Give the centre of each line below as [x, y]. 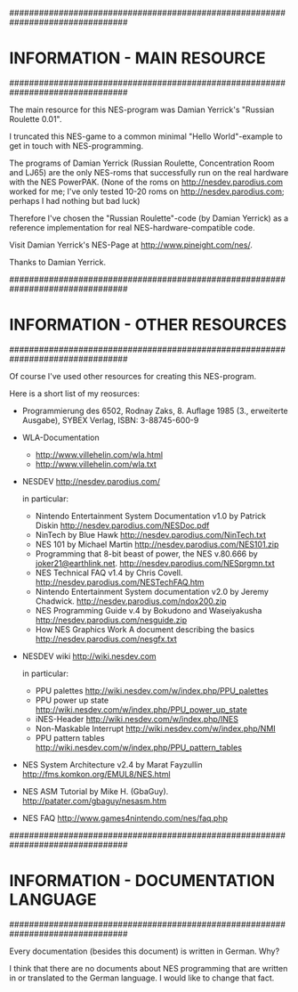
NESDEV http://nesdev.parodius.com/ [91, 481]
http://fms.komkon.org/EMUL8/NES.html [96, 774]
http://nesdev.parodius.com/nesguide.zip [111, 620]
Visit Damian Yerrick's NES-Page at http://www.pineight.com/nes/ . [131, 245]
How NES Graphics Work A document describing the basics [145, 629]
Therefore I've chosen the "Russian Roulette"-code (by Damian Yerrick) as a [149, 218]
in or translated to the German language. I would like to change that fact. [142, 978]
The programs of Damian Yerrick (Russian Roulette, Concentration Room [142, 163]
